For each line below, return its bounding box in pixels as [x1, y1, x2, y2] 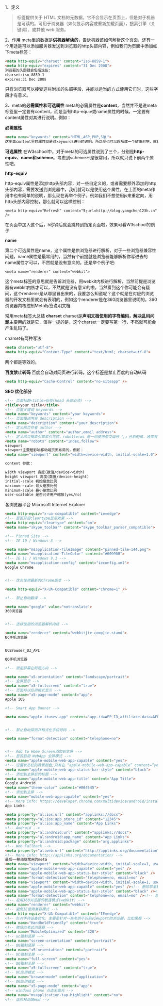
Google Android [5, 781, 36, 786]
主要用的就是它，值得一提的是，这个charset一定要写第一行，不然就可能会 [9, 319, 156, 325]
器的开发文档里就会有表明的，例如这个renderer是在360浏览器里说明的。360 [5, 297, 157, 302]
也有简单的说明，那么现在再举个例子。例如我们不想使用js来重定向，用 [13, 193, 153, 198]
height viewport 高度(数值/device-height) [5, 474, 89, 479]
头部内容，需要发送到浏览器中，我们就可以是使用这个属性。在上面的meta [5, 186, 151, 193]
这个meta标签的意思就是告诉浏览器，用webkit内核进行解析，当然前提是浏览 [5, 279, 156, 284]
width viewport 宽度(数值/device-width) [5, 470, 85, 475]
